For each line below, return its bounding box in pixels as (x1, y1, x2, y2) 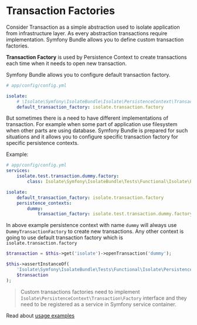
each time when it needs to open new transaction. (6, 60, 127, 67)
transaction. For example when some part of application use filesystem (6, 121, 178, 128)
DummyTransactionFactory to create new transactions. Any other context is (6, 228, 184, 235)
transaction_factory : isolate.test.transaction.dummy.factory (37, 211, 193, 217)
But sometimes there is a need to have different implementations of (6, 114, 169, 121)
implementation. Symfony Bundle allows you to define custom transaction (6, 36, 184, 43)
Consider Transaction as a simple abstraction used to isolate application (6, 23, 180, 31)
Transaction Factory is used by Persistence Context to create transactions (6, 53, 187, 60)
